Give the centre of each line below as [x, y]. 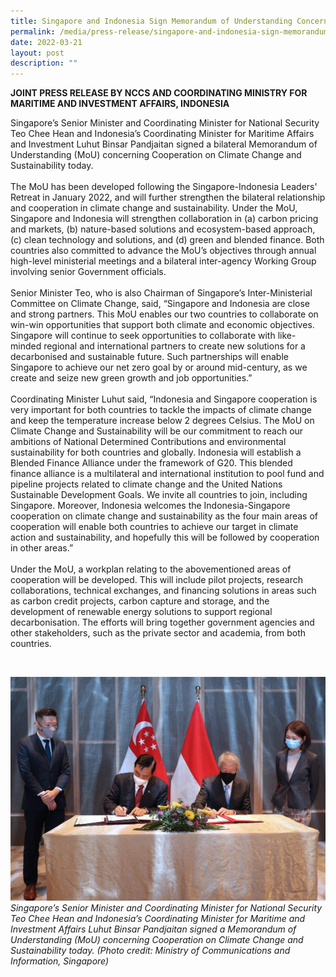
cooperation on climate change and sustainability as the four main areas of [164, 516]
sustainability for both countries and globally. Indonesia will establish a [156, 452]
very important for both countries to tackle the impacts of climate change [161, 410]
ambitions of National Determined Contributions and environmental [148, 442]
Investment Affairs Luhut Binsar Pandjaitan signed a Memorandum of [153, 929]
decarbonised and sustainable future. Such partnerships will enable [149, 357]
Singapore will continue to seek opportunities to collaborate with [143, 336]
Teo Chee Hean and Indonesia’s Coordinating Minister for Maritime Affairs [162, 134]
